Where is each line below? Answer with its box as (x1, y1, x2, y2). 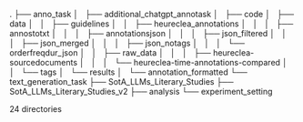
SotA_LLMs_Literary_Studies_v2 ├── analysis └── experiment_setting (9, 86, 273, 97)
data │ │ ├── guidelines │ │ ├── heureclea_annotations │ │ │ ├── (9, 18, 294, 29)
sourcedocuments (9, 57, 78, 67)
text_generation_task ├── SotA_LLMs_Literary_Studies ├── (9, 76, 234, 86)
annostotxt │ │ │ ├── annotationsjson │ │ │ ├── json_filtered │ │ (9, 28, 288, 38)
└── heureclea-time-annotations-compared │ (114, 57, 288, 67)
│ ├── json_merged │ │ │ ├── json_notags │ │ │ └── (9, 37, 246, 48)
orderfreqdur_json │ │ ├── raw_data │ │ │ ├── (9, 47, 211, 58)
